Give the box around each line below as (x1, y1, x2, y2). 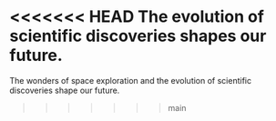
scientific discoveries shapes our (9, 25, 267, 46)
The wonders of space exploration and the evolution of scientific (9, 75, 252, 86)
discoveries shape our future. (9, 85, 120, 96)
